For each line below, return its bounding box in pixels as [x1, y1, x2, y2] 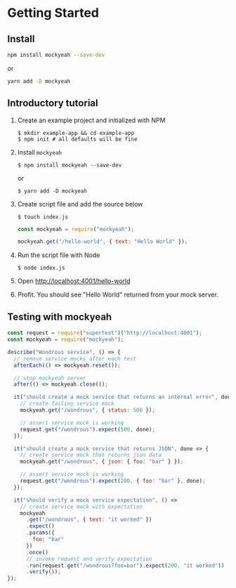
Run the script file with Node [17, 251, 100, 259]
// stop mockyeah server [13, 374, 86, 381]
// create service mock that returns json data [20, 452, 162, 459]
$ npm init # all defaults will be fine [17, 136, 138, 143]
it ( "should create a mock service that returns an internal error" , [13, 393, 218, 401]
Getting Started [7, 5, 100, 21]
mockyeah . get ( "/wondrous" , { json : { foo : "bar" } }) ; [20, 458, 184, 465]
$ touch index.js [17, 213, 69, 221]
